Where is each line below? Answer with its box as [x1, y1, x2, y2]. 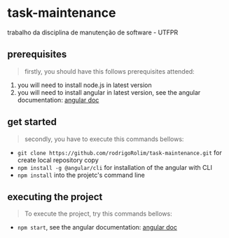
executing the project [7, 191, 103, 203]
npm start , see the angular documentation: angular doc [17, 223, 177, 232]
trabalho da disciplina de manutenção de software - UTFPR [7, 28, 179, 37]
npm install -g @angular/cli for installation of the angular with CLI [17, 163, 212, 171]
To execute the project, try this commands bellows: [24, 209, 173, 218]
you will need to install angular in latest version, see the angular [17, 88, 201, 96]
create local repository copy [17, 156, 99, 164]
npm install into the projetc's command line [17, 171, 145, 179]
